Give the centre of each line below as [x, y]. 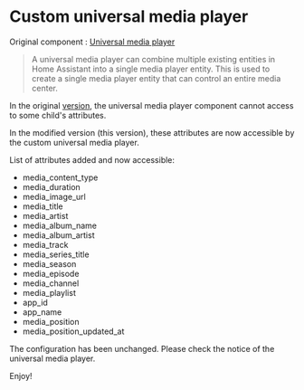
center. [45, 88]
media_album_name [60, 225]
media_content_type [60, 177]
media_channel [51, 283]
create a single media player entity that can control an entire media [156, 78]
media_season [49, 263]
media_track [45, 244]
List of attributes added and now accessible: [92, 159]
